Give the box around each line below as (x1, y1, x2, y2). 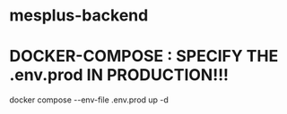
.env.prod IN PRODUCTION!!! (9, 65, 230, 85)
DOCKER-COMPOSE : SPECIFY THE (9, 46, 279, 67)
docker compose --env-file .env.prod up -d (9, 94, 169, 105)
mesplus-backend (9, 5, 149, 26)
